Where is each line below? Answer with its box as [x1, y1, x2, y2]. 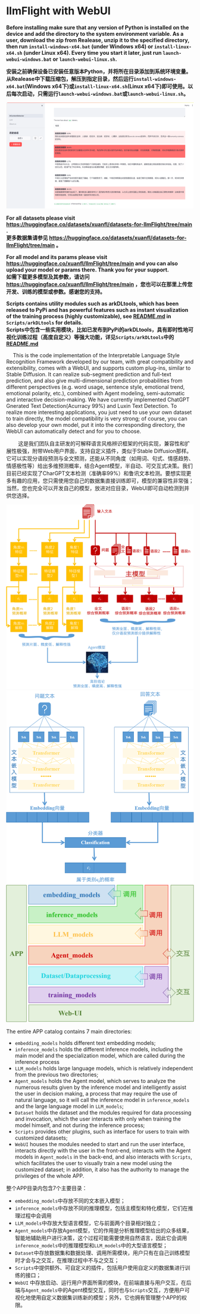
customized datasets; [14, 1134, 68, 1141]
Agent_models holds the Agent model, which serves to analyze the [14, 1078, 176, 1085]
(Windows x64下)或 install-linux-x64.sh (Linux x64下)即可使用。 [24, 82, 188, 90]
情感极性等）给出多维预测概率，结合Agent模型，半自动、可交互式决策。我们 [6, 463, 193, 470]
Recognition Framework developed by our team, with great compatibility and [6, 358, 194, 366]
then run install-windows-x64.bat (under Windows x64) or [6, 43, 154, 50]
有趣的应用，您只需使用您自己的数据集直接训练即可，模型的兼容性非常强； [11, 477, 194, 485]
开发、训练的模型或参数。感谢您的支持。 [6, 288, 105, 295]
